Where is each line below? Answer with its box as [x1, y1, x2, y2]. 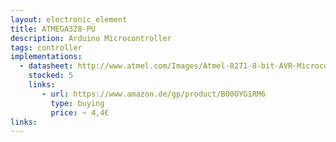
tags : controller [10, 42, 83, 53]
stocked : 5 [28, 71, 74, 81]
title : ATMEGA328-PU [10, 24, 97, 34]
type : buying [50, 98, 105, 108]
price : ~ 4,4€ [50, 107, 110, 118]
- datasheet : [19, 61, 74, 71]
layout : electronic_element [10, 14, 128, 25]
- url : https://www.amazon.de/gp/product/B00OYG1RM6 [41, 89, 267, 99]
